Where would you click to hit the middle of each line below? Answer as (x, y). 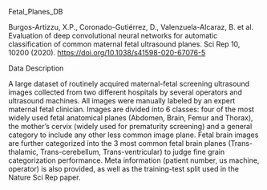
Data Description (36, 68)
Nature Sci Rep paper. (44, 177)
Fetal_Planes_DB (36, 12)
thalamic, (23, 152)
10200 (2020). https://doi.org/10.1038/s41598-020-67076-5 (107, 53)
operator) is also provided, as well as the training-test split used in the (123, 169)
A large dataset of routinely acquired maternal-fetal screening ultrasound (129, 84)
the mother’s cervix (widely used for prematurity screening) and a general (130, 126)
